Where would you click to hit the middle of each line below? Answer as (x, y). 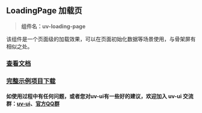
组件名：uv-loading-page (53, 26)
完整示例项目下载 (31, 81)
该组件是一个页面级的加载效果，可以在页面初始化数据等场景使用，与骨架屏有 (101, 39)
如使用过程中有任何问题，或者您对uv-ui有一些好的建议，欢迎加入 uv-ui (94, 96)
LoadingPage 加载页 (44, 11)
